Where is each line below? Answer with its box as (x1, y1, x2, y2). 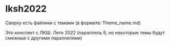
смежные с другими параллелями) (5, 35, 82, 41)
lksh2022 (5, 3, 47, 15)
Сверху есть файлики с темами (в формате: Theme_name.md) (5, 20, 141, 26)
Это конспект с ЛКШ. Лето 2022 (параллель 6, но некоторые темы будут (5, 29, 165, 35)
